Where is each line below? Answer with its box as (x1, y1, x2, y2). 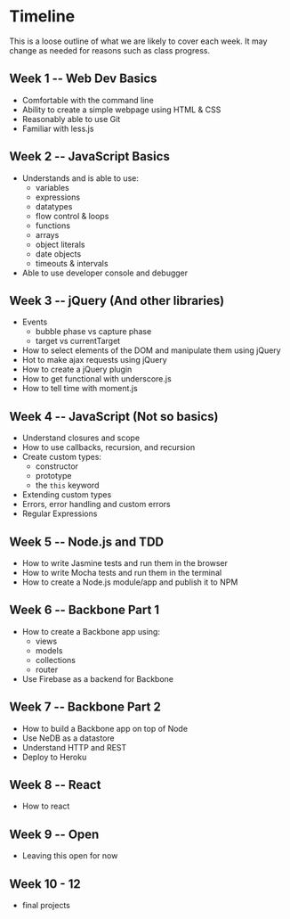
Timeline (9, 6, 76, 27)
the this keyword (35, 480, 100, 491)
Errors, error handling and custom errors (21, 499, 171, 510)
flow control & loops (35, 210, 109, 221)
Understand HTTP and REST (21, 742, 127, 752)
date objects (35, 248, 82, 259)
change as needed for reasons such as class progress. (9, 45, 211, 55)
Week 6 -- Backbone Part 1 (9, 603, 160, 618)
